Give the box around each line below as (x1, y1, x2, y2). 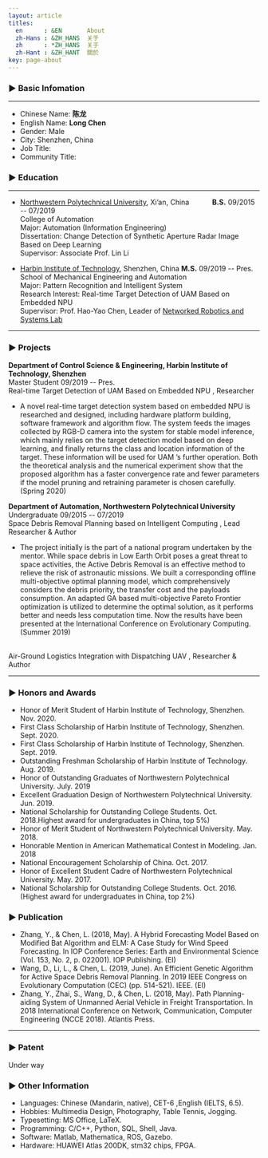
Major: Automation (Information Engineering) (19, 223, 167, 232)
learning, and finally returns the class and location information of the (19, 444, 245, 453)
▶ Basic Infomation (8, 82, 85, 93)
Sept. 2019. (19, 748, 57, 757)
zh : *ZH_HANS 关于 (15, 41, 100, 49)
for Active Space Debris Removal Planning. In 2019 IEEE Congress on (19, 972, 247, 982)
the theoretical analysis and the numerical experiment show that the (19, 460, 243, 470)
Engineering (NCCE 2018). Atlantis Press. (19, 1014, 156, 1024)
